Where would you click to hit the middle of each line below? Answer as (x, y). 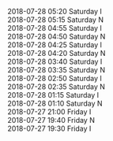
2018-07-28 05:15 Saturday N (56, 20)
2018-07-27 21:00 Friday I (49, 112)
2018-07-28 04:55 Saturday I (55, 28)
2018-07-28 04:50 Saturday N (56, 36)
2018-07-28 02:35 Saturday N (56, 87)
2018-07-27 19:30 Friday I (49, 128)
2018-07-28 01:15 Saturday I (53, 95)
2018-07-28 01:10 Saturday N (55, 103)
